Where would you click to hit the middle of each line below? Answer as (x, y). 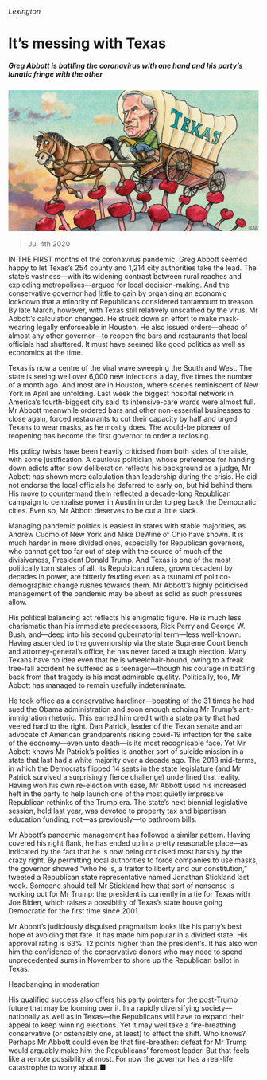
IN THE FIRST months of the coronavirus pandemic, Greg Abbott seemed (128, 260)
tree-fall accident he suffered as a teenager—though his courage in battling (132, 669)
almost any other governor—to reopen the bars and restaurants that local (128, 336)
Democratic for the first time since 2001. (74, 911)
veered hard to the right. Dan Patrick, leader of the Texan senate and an (126, 726)
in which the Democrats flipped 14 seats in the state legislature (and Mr (125, 768)
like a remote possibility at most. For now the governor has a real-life (120, 1059)
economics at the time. (46, 353)
